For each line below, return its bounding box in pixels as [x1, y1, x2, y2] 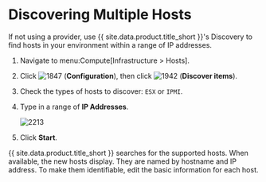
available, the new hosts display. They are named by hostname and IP [8, 157, 237, 166]
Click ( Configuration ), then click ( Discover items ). [19, 71, 237, 80]
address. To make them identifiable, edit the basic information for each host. [8, 165, 259, 174]
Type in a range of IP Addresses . [19, 102, 129, 111]
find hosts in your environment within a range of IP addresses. [8, 40, 213, 49]
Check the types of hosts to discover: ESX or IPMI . [19, 86, 183, 96]
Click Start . [19, 133, 58, 142]
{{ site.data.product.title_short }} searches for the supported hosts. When [8, 148, 249, 157]
